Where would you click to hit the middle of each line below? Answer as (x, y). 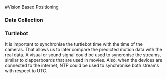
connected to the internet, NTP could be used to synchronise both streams (82, 66)
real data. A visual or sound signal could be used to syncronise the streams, (83, 55)
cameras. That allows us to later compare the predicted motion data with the (83, 50)
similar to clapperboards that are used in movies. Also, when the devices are (84, 60)
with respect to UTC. (26, 71)
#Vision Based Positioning (32, 7)
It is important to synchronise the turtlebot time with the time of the (74, 44)
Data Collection (24, 20)
